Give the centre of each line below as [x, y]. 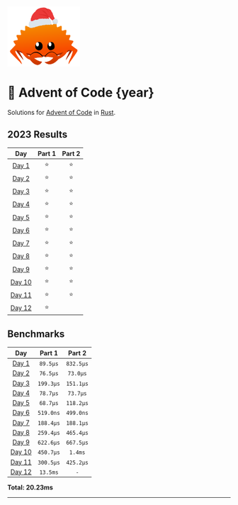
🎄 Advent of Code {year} [81, 93]
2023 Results [38, 134]
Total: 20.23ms [30, 487]
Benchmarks [36, 334]
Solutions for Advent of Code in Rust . [61, 112]
